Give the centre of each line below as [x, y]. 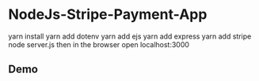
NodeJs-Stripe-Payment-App [108, 15]
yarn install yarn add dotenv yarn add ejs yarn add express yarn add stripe [130, 36]
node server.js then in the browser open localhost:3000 [99, 44]
